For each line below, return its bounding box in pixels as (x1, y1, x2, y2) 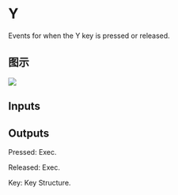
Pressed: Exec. (8, 147, 57, 156)
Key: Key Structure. (8, 178, 71, 187)
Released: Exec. (8, 163, 61, 172)
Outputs (8, 126, 50, 140)
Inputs (8, 99, 41, 113)
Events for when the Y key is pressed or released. (8, 31, 170, 40)
